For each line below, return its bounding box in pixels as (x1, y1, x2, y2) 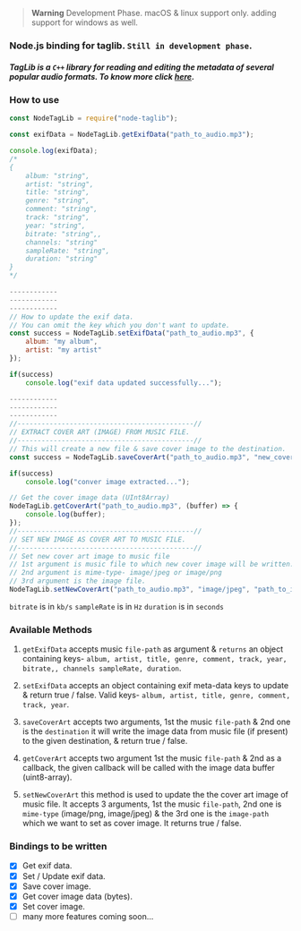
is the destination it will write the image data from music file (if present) (21, 726, 288, 737)
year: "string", (25, 221, 87, 230)
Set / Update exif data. (21, 870, 106, 881)
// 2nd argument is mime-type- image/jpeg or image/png (9, 568, 222, 577)
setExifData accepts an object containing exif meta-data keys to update (21, 680, 289, 691)
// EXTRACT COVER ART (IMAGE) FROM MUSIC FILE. (9, 428, 191, 437)
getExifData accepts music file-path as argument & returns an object (21, 644, 284, 654)
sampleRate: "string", (25, 246, 110, 255)
